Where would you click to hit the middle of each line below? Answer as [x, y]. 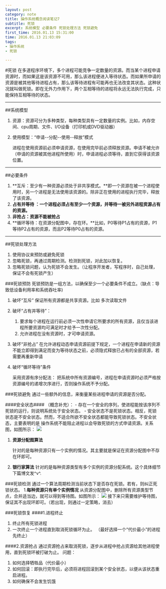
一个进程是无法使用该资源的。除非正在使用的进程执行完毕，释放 [94, 192]
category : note [21, 14]
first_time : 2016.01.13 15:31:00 [40, 33]
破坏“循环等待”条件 [32, 367]
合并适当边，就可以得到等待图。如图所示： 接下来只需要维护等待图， [86, 496]
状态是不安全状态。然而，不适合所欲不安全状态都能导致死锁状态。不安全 [79, 417]
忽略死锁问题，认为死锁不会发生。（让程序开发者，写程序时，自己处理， [85, 267]
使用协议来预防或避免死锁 [38, 254]
